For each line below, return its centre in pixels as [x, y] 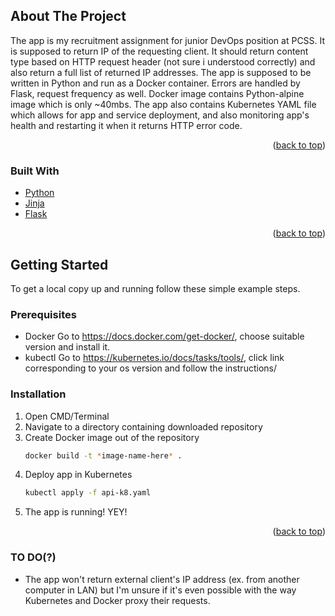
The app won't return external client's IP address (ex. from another [162, 579]
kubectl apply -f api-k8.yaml [88, 493]
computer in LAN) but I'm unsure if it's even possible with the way [160, 590]
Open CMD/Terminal [67, 416]
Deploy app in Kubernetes [78, 475]
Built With [35, 171]
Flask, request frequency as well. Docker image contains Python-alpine [157, 93]
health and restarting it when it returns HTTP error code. [126, 125]
